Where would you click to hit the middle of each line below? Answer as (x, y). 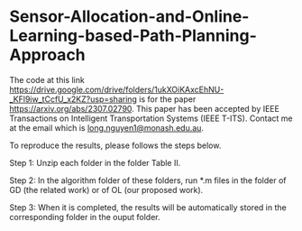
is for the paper (168, 99)
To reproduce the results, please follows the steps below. (115, 145)
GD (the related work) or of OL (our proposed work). (106, 189)
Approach (47, 55)
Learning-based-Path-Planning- (133, 36)
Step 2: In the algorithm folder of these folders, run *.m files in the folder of (148, 180)
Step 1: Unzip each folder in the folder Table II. (95, 162)
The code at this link (47, 79)
